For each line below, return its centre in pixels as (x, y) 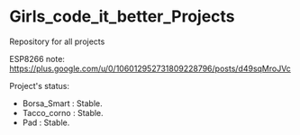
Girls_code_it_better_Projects (123, 17)
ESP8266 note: (37, 58)
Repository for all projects (57, 41)
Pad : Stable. (46, 122)
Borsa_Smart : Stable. (62, 103)
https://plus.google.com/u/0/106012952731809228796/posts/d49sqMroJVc (150, 68)
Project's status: (40, 85)
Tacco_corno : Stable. (63, 112)
